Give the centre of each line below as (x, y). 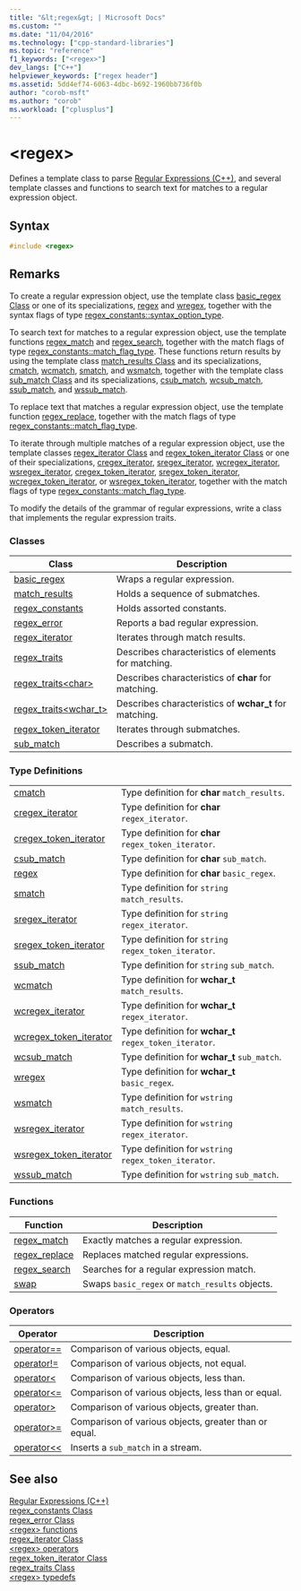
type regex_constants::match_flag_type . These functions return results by (145, 351)
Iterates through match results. (181, 637)
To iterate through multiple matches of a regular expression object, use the (147, 443)
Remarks (35, 274)
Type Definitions (46, 770)
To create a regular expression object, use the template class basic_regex (145, 296)
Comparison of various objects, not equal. (158, 1363)
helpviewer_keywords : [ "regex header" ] (84, 76)
